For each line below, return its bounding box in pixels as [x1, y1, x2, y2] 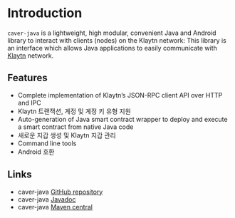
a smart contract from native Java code [17, 123, 134, 131]
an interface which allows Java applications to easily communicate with [7, 43, 217, 52]
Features [7, 72, 48, 84]
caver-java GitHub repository [17, 187, 103, 196]
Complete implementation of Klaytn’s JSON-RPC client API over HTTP [17, 90, 223, 99]
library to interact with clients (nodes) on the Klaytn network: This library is [7, 36, 226, 44]
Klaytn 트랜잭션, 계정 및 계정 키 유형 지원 [17, 107, 132, 115]
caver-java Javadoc [17, 194, 76, 204]
